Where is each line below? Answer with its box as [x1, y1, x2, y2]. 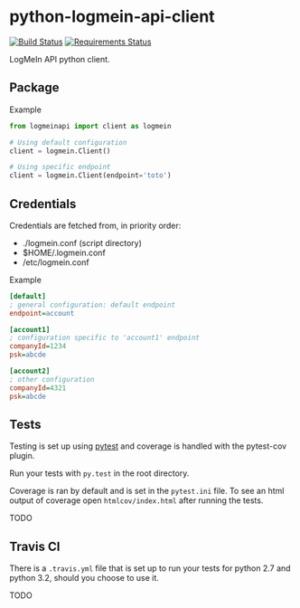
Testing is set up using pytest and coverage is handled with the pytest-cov [9, 441, 287, 451]
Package [9, 80, 61, 96]
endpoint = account [9, 309, 75, 318]
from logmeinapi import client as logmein [9, 121, 172, 130]
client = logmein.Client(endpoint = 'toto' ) [9, 171, 172, 180]
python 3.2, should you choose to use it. [9, 573, 160, 584]
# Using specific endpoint [9, 163, 111, 172]
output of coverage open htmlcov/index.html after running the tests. [9, 495, 264, 506]
